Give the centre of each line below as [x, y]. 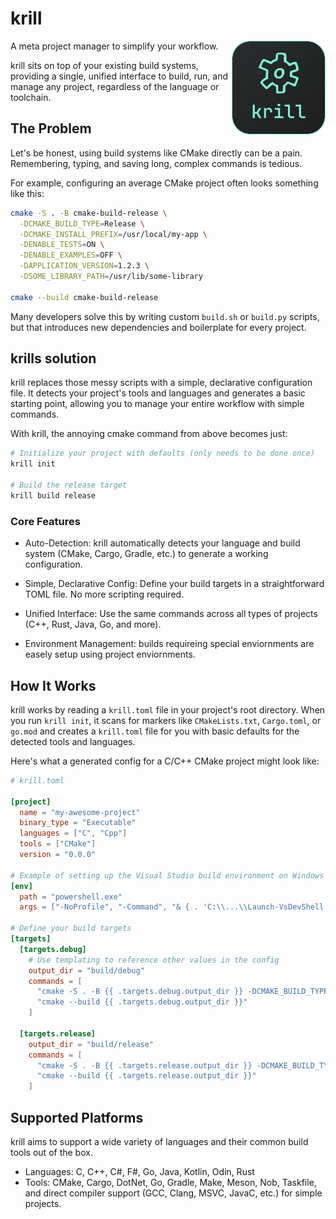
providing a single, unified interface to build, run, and [119, 76]
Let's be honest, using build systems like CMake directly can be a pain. [156, 153]
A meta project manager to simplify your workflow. [114, 46]
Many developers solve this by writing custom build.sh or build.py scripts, [165, 316]
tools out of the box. [51, 1152]
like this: [27, 193]
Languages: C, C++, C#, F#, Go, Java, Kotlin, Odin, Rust [139, 1171]
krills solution [53, 358]
